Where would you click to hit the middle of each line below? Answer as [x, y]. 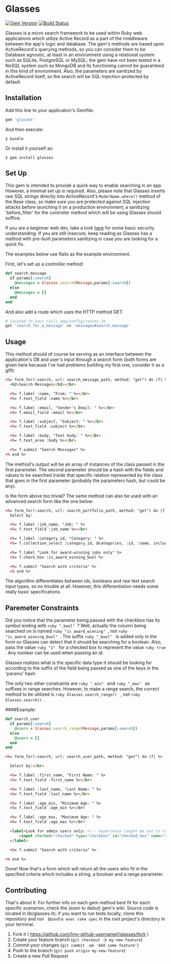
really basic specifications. [33, 592]
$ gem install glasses [29, 157]
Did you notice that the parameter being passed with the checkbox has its [83, 620]
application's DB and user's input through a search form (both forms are [81, 360]
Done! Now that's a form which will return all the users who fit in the [76, 869]
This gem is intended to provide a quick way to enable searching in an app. [84, 186]
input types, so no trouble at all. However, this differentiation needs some [82, 586]
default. [13, 82]
